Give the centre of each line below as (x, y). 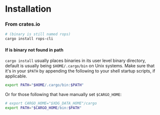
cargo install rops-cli (29, 39)
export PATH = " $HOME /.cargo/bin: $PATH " (44, 85)
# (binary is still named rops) (38, 34)
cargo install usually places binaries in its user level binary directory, (76, 61)
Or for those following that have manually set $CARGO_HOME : (63, 95)
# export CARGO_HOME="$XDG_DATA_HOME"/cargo (51, 103)
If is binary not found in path (34, 50)
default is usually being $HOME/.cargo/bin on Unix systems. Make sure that (80, 66)
